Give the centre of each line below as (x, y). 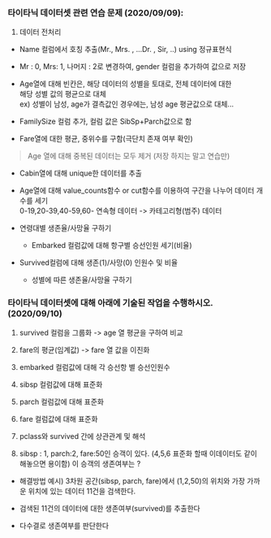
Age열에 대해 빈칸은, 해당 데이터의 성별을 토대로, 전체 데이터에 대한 (125, 84)
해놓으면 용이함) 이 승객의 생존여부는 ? (80, 463)
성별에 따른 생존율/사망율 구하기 (82, 280)
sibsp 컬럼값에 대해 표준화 (61, 384)
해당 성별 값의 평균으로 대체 (63, 94)
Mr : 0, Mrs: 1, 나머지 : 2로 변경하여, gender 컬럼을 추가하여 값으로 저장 (133, 67)
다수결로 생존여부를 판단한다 (64, 525)
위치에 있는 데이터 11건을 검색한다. (82, 491)
